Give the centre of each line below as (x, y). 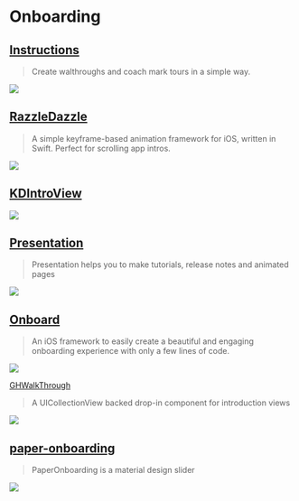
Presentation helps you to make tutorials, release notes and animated (160, 264)
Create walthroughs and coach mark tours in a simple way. (141, 71)
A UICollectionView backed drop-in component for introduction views (161, 403)
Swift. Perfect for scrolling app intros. (101, 148)
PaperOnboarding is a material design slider (113, 470)
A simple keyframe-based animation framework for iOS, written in (154, 138)
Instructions (44, 50)
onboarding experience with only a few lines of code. (131, 351)
